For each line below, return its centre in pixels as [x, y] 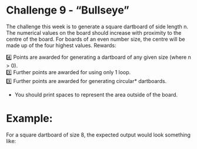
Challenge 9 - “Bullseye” [68, 10]
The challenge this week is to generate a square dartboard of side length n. [97, 27]
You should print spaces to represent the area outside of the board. [96, 94]
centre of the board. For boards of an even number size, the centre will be [96, 39]
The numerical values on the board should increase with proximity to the [94, 32]
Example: [29, 119]
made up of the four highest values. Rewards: [61, 45]
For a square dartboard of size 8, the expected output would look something [98, 135]
